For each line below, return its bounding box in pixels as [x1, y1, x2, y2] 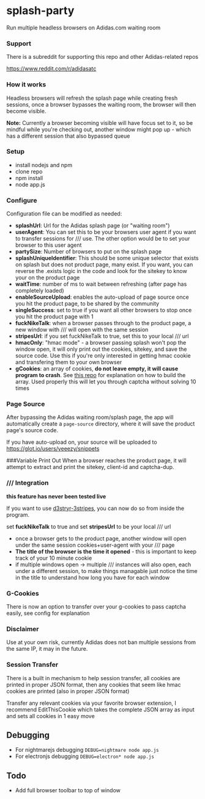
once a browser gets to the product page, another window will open [15, 535, 187, 542]
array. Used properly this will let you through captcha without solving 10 [15, 378, 196, 386]
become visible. [6, 107, 47, 114]
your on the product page [15, 274, 80, 282]
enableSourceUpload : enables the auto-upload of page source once [15, 293, 189, 301]
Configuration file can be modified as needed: [6, 210, 122, 217]
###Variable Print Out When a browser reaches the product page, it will [6, 457, 187, 464]
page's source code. [6, 427, 58, 434]
